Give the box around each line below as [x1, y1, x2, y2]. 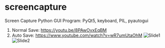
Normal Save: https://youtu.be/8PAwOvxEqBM [11, 27, 107, 33]
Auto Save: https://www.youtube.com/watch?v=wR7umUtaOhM [11, 32, 143, 38]
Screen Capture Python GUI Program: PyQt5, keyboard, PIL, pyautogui [4, 18, 149, 24]
